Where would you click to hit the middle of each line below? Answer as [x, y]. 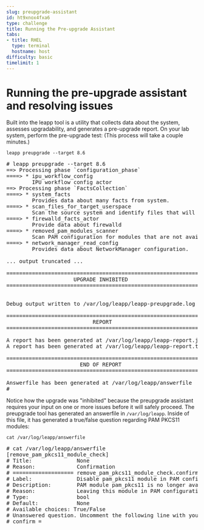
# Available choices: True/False [56, 509]
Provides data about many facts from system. [101, 201]
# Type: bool [48, 497]
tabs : [13, 35]
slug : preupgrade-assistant [42, 12]
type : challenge [27, 23]
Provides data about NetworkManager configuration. [110, 249]
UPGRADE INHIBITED [101, 280]
